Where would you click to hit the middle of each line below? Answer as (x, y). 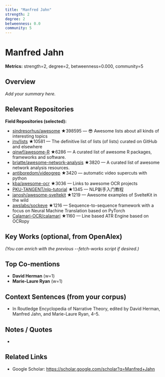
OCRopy (21, 221)
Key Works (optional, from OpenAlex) (64, 237)
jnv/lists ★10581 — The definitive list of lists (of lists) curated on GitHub (85, 141)
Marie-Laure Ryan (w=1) (37, 281)
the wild (20, 200)
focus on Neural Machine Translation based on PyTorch (69, 210)
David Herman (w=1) (33, 276)
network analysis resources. (41, 167)
